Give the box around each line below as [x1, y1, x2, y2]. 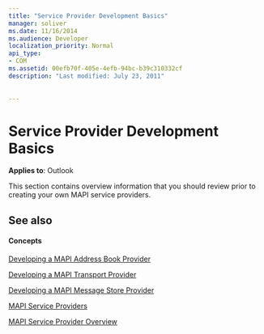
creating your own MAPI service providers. [8, 190, 151, 200]
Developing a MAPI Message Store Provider [8, 285, 155, 295]
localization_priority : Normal [8, 42, 114, 50]
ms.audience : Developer [8, 34, 89, 43]
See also [8, 214, 53, 227]
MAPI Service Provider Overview [8, 316, 117, 326]
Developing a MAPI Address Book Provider [8, 254, 151, 264]
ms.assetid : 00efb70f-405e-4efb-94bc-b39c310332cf [8, 65, 183, 73]
